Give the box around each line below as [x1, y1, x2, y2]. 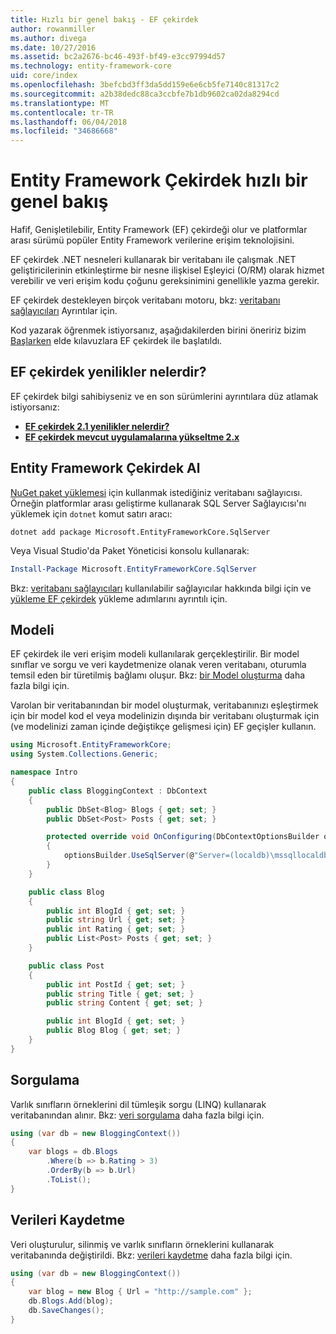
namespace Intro [10, 767, 78, 778]
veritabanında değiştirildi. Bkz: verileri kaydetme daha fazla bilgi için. [10, 1249, 293, 1261]
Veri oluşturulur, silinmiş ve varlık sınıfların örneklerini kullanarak [10, 1238, 275, 1250]
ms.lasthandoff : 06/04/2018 [10, 117, 128, 127]
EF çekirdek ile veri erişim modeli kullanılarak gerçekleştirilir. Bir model [10, 648, 300, 660]
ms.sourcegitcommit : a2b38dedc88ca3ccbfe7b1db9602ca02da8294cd [10, 89, 280, 99]
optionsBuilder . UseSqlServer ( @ [63, 851, 195, 861]
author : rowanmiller [10, 24, 97, 34]
